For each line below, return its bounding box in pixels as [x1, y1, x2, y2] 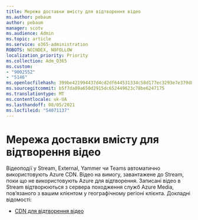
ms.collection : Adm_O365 [6, 58, 67, 64]
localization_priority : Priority [6, 52, 88, 58]
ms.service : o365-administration [6, 42, 88, 48]
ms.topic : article [6, 36, 51, 42]
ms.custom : [6, 63, 33, 70]
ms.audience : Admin [6, 31, 54, 37]
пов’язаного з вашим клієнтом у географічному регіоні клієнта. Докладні [6, 190, 190, 197]
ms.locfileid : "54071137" [6, 107, 70, 113]
